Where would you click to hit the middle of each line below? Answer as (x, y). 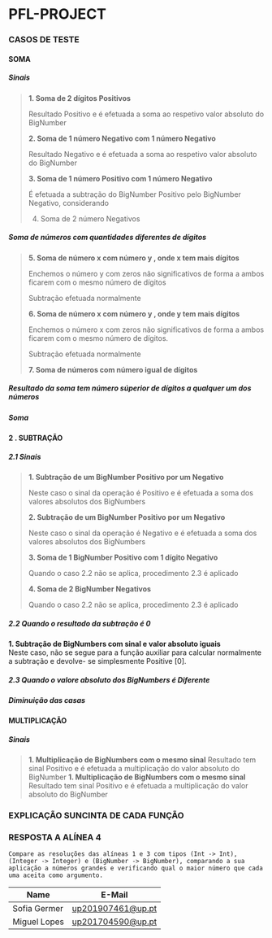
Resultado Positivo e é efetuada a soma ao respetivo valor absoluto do (146, 114)
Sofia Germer (38, 909)
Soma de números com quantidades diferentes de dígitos (108, 238)
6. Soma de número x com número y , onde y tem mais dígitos (134, 313)
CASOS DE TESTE (44, 40)
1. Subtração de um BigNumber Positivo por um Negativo (126, 477)
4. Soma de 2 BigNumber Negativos (90, 589)
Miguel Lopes (39, 922)
